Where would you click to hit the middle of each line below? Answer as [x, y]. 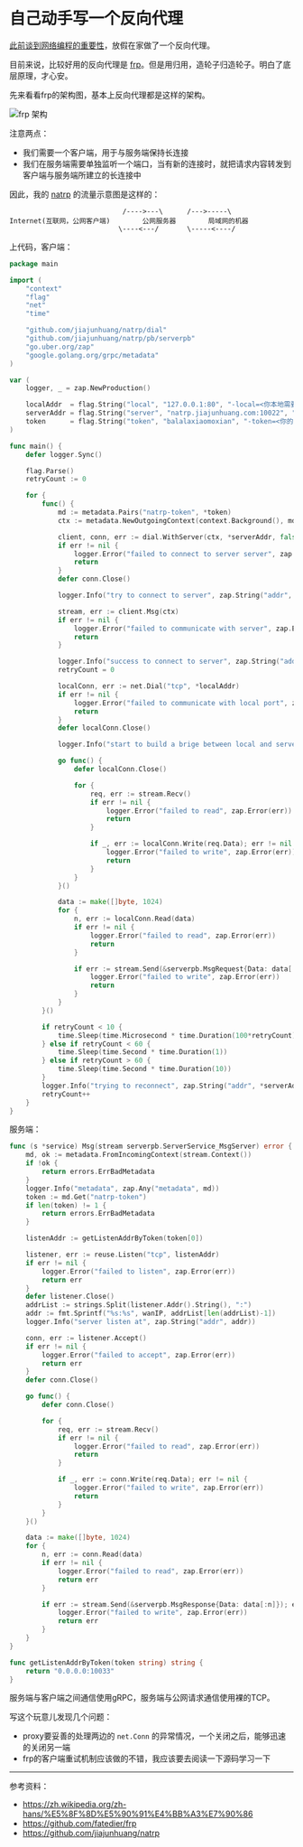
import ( [26, 280]
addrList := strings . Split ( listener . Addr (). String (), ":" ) [139, 1305]
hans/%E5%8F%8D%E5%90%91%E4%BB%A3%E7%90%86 [138, 1814]
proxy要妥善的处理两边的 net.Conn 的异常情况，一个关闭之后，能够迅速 [154, 1736]
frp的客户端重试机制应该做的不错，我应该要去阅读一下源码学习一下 [147, 1758]
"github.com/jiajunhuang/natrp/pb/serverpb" [110, 339]
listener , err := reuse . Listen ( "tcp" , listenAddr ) [123, 1255]
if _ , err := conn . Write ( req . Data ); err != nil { [152, 1479]
